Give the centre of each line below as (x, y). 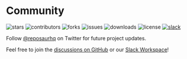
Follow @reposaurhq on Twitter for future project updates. (76, 38)
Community (35, 11)
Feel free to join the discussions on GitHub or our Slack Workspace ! (88, 49)
